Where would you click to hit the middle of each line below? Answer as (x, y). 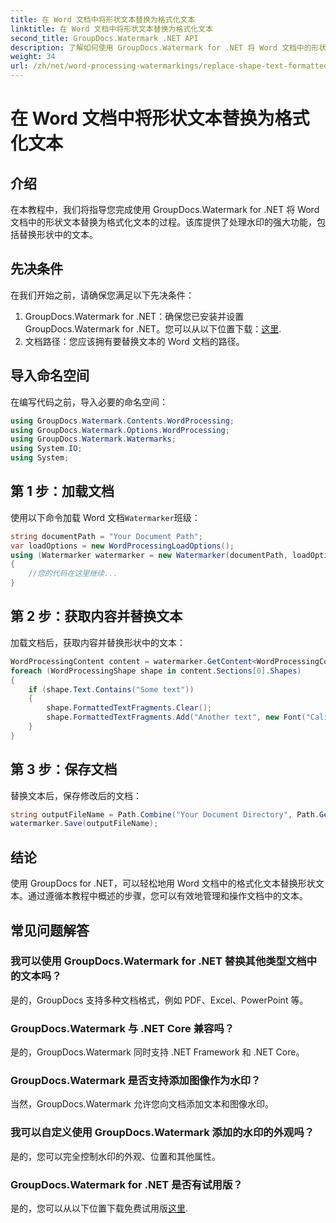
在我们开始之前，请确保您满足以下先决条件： (102, 295)
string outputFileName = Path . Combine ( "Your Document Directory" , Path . (165, 814)
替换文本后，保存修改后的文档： (76, 795)
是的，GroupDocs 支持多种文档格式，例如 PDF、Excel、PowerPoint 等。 (159, 1000)
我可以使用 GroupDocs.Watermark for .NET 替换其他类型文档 (158, 961)
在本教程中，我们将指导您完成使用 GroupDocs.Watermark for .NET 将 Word (165, 209)
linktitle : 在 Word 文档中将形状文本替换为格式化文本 (111, 29)
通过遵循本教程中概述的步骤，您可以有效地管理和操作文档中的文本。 (167, 896)
